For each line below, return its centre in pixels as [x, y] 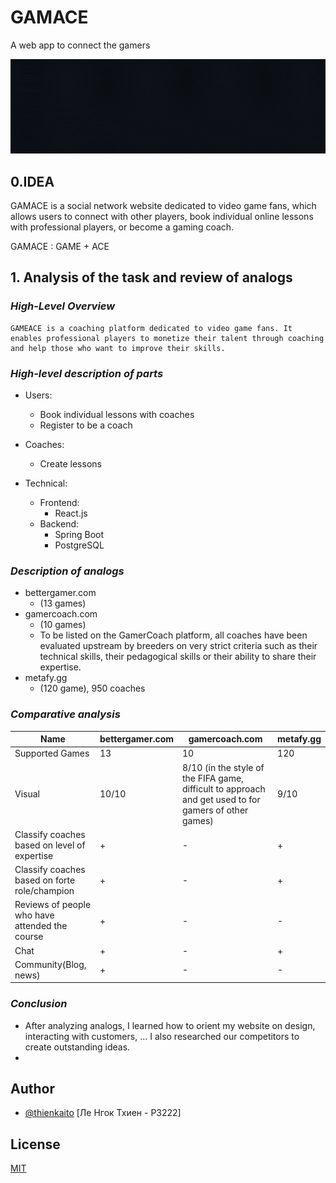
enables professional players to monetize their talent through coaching [167, 338]
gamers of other [215, 810]
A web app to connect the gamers [80, 45]
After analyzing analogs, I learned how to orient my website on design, [170, 1025]
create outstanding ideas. [77, 1047]
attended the [41, 926]
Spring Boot [79, 534]
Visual [27, 794]
